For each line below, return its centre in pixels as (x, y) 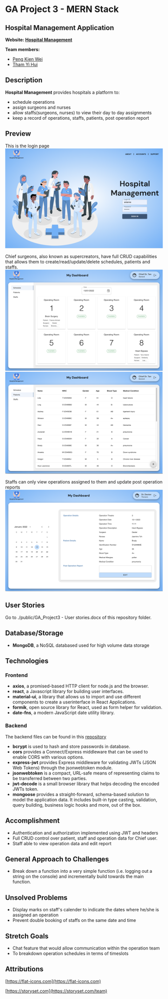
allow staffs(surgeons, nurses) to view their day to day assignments (82, 112)
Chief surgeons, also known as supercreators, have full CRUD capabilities (81, 256)
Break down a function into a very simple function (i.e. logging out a (82, 871)
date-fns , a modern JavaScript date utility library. (63, 713)
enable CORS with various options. (48, 757)
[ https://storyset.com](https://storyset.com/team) (56, 991)
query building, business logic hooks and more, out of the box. (77, 805)
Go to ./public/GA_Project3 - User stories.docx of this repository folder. (78, 617)
